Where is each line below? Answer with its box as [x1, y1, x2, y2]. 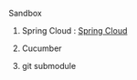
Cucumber [21, 43, 62, 54]
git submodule [21, 61, 77, 71]
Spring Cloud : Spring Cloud [21, 25, 128, 35]
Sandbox [8, 8, 42, 18]
